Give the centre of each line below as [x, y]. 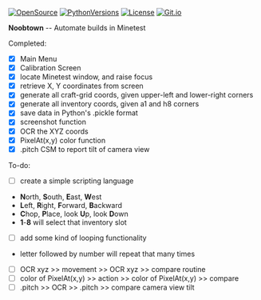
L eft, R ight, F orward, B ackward [71, 205]
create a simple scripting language [77, 181]
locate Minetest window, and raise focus [86, 77]
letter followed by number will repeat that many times [107, 254]
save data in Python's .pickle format [79, 113]
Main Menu [38, 59]
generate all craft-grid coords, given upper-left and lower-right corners [136, 95]
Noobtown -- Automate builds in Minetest [77, 28]
